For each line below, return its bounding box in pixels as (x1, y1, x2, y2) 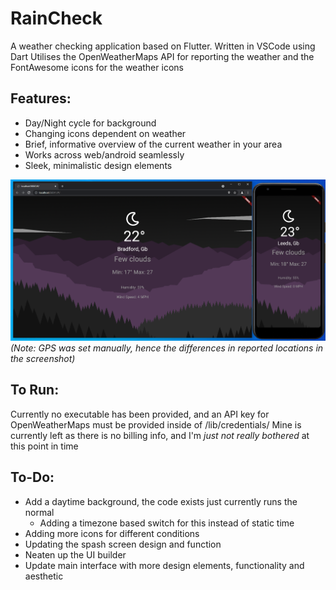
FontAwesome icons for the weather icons (10, 61, 184, 73)
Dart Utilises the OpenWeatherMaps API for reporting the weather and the (10, 50, 315, 62)
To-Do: (10, 469, 55, 486)
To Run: (10, 382, 60, 399)
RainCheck (10, 7, 103, 30)
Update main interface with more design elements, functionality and (24, 559, 305, 571)
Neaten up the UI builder (24, 548, 127, 561)
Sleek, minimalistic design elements (24, 159, 173, 171)
